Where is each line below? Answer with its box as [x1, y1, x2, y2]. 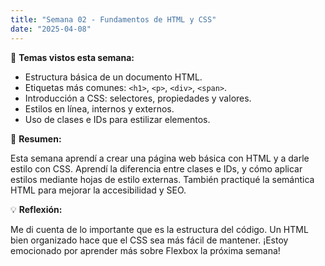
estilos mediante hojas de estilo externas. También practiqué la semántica [10, 173, 315, 185]
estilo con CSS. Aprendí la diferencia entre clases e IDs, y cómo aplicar [10, 162, 303, 175]
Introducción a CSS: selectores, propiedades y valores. [24, 92, 252, 104]
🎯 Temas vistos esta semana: [10, 51, 135, 63]
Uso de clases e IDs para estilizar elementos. [24, 113, 211, 125]
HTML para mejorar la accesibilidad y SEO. [10, 184, 187, 196]
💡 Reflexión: [10, 203, 63, 215]
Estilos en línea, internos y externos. [24, 102, 175, 115]
